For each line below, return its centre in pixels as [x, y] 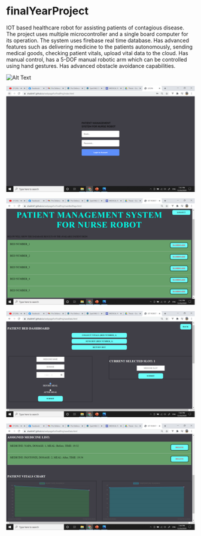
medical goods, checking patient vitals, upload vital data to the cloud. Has [97, 53]
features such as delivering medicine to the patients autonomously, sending [100, 47]
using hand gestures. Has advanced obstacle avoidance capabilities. [91, 66]
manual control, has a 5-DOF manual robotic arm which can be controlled [97, 59]
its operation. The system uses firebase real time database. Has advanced [98, 40]
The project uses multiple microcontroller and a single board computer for [97, 34]
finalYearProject [47, 11]
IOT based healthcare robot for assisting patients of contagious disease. [95, 28]
